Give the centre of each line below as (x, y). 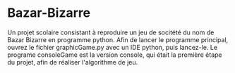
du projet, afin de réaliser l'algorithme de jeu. (73, 62)
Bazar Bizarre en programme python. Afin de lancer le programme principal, (118, 39)
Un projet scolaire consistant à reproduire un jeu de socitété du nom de (111, 32)
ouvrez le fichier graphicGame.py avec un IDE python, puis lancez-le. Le (112, 47)
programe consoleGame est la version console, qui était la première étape (115, 55)
